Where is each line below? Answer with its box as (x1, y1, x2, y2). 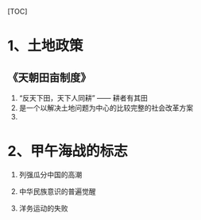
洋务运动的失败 (18, 203, 68, 213)
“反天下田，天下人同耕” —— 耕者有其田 (18, 93, 149, 102)
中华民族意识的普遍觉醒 (18, 186, 96, 196)
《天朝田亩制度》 (7, 70, 91, 84)
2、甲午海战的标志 (7, 142, 128, 161)
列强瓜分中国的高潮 (18, 169, 83, 179)
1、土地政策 (7, 37, 84, 55)
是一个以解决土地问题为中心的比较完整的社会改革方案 (18, 103, 194, 112)
